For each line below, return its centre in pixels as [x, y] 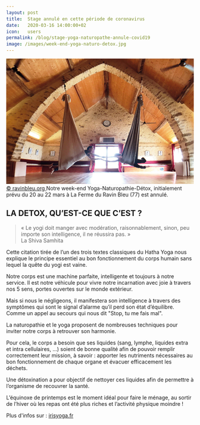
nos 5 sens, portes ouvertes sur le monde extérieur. [69, 289]
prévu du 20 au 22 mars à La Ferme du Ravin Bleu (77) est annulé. [87, 195]
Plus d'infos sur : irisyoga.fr [40, 415]
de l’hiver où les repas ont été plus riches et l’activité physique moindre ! [95, 404]
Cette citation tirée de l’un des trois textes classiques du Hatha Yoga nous [96, 252]
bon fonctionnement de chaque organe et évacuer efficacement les [89, 362]
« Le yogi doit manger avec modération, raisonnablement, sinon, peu [105, 227]
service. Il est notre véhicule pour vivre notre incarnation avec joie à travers [99, 282]
